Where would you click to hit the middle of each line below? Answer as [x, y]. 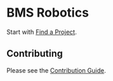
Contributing [35, 54]
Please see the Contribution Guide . [56, 70]
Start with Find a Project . [42, 32]
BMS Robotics [48, 13]
